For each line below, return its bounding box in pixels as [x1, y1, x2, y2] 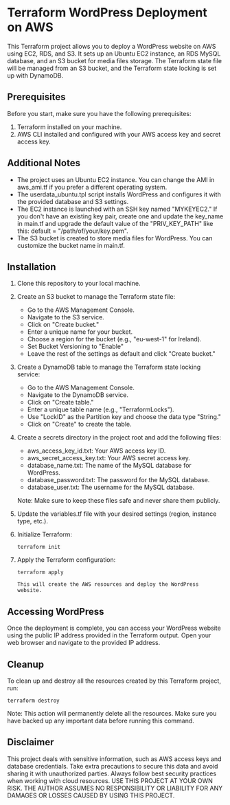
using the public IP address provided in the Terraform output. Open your [7, 631, 211, 639]
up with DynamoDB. [7, 71, 64, 80]
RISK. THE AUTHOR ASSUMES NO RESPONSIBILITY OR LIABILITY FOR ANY [7, 784, 223, 792]
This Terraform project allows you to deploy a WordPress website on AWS [7, 42, 216, 50]
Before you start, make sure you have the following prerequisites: [7, 109, 192, 117]
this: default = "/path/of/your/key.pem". [16, 227, 128, 235]
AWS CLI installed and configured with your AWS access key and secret [16, 130, 221, 138]
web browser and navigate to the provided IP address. [7, 639, 161, 647]
